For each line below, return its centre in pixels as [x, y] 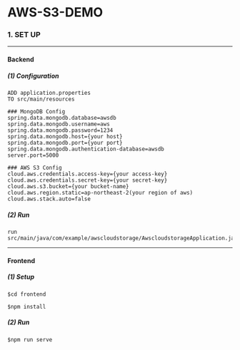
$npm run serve [30, 339]
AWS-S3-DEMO [55, 12]
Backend [21, 60]
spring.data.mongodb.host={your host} [65, 137]
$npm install [27, 307]
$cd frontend [27, 294]
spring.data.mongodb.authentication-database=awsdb [86, 149]
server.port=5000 [33, 155]
